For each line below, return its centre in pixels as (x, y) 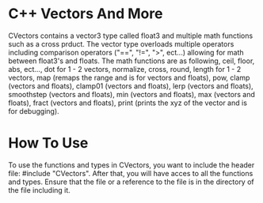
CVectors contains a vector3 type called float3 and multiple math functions (131, 36)
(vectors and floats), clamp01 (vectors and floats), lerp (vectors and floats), (131, 86)
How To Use (48, 143)
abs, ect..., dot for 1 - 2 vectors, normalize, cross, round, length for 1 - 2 (125, 69)
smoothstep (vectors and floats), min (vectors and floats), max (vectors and (132, 94)
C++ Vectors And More (86, 14)
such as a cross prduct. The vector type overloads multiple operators (121, 43)
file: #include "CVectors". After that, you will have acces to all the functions (131, 173)
